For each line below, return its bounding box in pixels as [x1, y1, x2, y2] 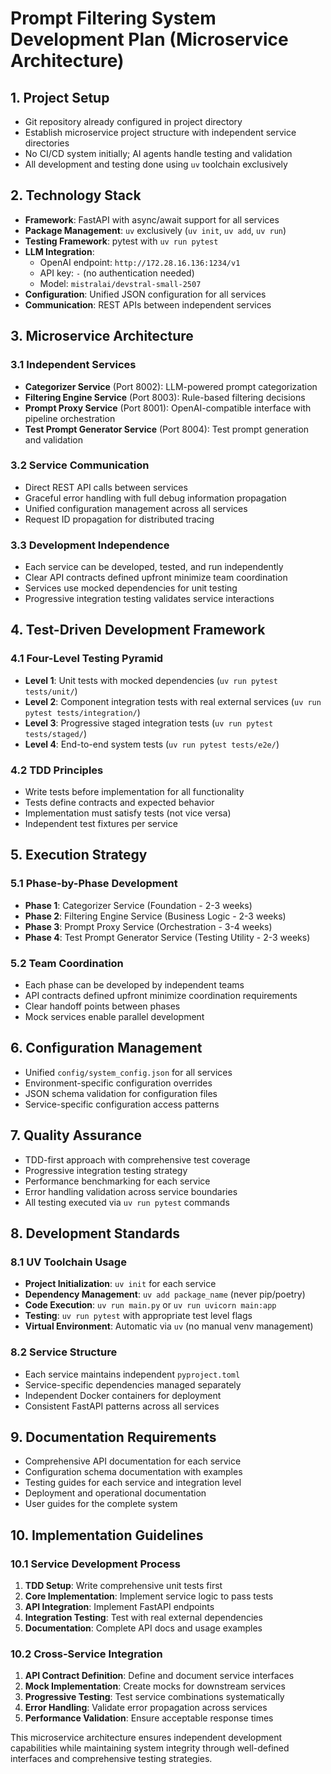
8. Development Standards [10, 1225, 181, 1242]
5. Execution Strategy [10, 847, 148, 864]
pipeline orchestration [24, 412, 116, 424]
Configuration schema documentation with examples [24, 1466, 243, 1478]
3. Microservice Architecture [10, 328, 194, 345]
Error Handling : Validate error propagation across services [24, 1702, 268, 1714]
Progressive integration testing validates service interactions [24, 593, 275, 605]
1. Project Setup [10, 89, 110, 106]
